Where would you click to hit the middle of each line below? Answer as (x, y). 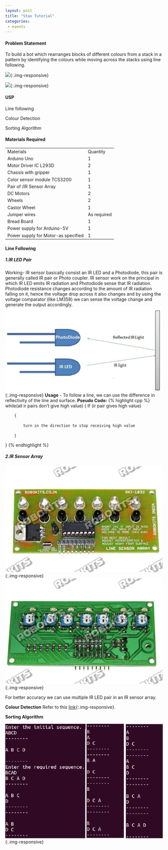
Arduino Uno (20, 158)
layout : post (19, 11)
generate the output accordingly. (39, 305)
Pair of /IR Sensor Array (31, 186)
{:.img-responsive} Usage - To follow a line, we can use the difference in (80, 395)
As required (100, 214)
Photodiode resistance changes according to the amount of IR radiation (79, 289)
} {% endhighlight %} (27, 445)
